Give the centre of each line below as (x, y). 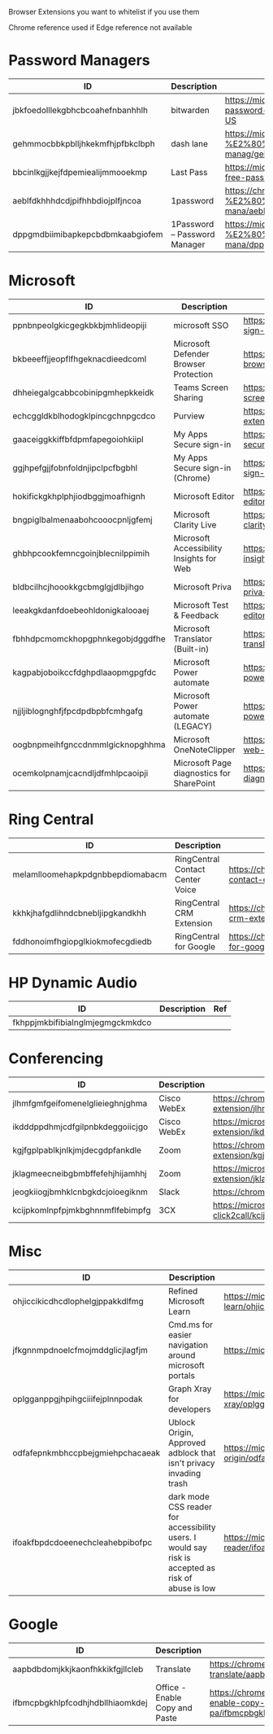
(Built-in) (191, 649)
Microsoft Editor (204, 496)
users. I (182, 1537)
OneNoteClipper (204, 750)
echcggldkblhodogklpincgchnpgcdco (84, 416)
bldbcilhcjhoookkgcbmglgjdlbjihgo (78, 587)
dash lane (189, 143)
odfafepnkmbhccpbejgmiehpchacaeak (87, 1452)
